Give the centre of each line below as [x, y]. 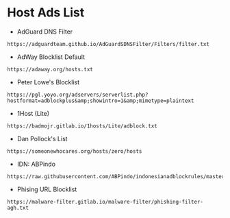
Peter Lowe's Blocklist [48, 82]
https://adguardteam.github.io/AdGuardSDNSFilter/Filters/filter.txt [108, 44]
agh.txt [18, 208]
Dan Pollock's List [42, 138]
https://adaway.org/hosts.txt [50, 69]
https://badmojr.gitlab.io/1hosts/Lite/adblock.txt [82, 126]
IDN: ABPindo [36, 164]
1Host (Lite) [33, 113]
